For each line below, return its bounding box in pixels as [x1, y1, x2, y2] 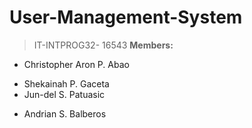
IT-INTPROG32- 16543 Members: [33, 39, 174, 51]
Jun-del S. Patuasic [23, 88, 106, 100]
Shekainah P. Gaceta [23, 77, 110, 90]
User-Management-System [9, 6, 243, 29]
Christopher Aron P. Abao [23, 58, 130, 70]
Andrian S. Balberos [23, 107, 107, 120]
